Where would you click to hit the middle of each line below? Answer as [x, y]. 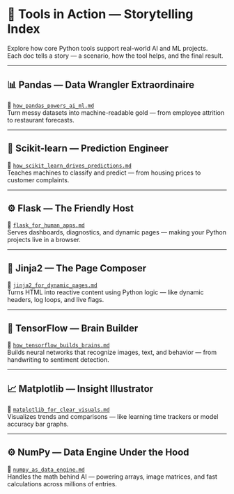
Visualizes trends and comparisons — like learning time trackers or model [113, 416]
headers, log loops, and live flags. [56, 300]
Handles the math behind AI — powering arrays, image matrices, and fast [112, 477]
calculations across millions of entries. [62, 484]
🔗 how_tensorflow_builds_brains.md [58, 345]
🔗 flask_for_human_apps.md [46, 225]
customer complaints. [38, 180]
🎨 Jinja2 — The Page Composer [77, 268]
